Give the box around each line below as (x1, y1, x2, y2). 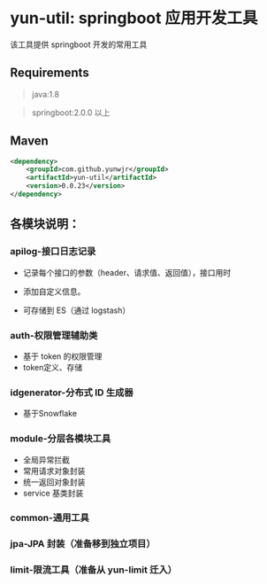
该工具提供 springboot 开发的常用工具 (10, 39, 148, 50)
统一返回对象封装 (22, 476, 86, 487)
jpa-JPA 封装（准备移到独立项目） (10, 538, 156, 550)
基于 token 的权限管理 (22, 351, 103, 362)
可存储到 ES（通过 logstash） (22, 305, 131, 315)
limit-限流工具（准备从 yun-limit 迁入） (10, 564, 178, 576)
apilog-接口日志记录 (10, 245, 96, 258)
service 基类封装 (22, 487, 84, 498)
